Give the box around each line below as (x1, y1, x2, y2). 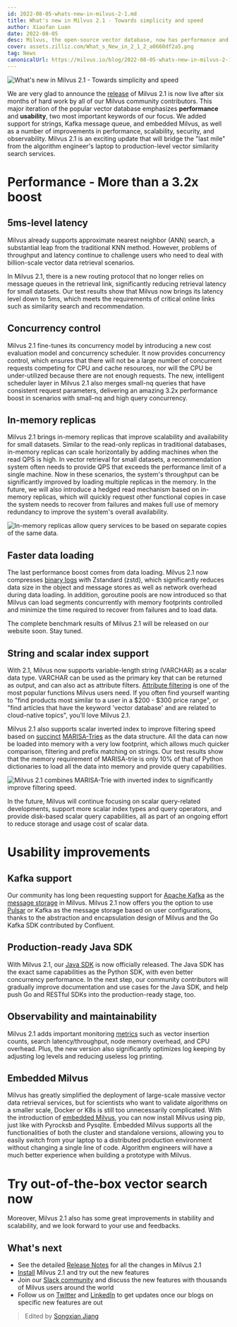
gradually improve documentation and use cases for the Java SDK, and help (7, 983, 229, 991)
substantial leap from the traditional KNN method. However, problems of (7, 243, 217, 251)
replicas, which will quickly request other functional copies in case (32, 493, 226, 501)
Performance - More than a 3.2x (7, 174, 199, 190)
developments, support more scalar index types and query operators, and (7, 805, 222, 812)
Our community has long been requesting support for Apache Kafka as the (7, 891, 224, 899)
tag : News (7, 50, 37, 57)
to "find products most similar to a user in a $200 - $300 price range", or (7, 696, 219, 704)
